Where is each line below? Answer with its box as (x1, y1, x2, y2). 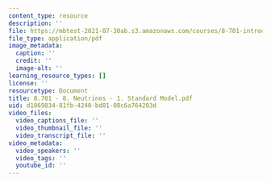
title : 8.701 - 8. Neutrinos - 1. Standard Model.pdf (8, 94, 194, 102)
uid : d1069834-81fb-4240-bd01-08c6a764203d (8, 101, 157, 110)
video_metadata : (8, 139, 63, 147)
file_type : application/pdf (8, 34, 103, 43)
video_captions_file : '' (15, 117, 99, 125)
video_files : (8, 110, 52, 118)
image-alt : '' (15, 64, 63, 72)
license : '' (8, 79, 48, 87)
